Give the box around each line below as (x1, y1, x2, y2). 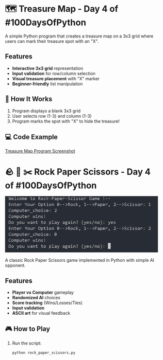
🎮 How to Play (5, 325, 50, 333)
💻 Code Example (5, 133, 58, 141)
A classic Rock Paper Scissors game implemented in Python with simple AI (5, 257, 154, 263)
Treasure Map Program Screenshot (5, 148, 75, 154)
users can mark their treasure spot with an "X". (5, 38, 99, 44)
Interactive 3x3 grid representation (12, 65, 83, 71)
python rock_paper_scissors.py (12, 350, 76, 355)
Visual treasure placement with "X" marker (12, 75, 100, 81)
